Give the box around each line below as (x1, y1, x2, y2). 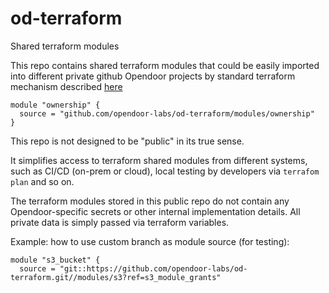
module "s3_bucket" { (10, 255, 101, 265)
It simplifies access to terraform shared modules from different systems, (10, 154, 308, 166)
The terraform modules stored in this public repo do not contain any (10, 195, 290, 207)
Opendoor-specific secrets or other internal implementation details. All (10, 205, 301, 217)
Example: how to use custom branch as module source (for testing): (10, 235, 290, 247)
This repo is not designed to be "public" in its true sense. (10, 135, 245, 147)
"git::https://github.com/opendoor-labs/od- (59, 263, 248, 274)
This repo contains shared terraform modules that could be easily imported (10, 59, 320, 71)
